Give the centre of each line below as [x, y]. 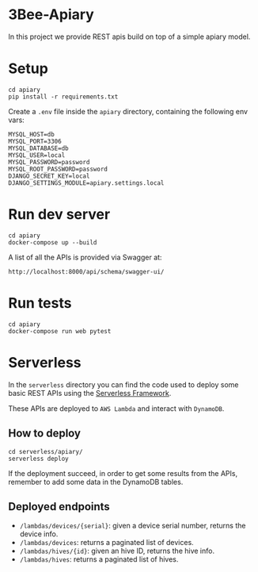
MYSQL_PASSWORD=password [49, 162]
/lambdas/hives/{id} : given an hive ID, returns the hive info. [117, 551]
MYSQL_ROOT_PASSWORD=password [58, 169]
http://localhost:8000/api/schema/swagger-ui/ [86, 271]
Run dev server [59, 215]
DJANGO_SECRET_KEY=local [49, 176]
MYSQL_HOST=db [32, 134]
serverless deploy [38, 459]
